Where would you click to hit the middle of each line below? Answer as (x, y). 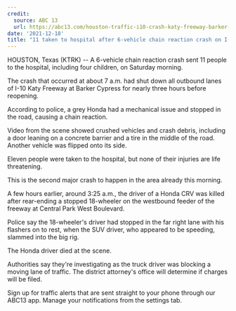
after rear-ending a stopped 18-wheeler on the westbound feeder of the (111, 201)
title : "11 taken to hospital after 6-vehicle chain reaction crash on (114, 40)
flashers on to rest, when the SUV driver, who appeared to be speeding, (111, 230)
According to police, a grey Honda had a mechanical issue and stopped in (114, 110)
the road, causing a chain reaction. (58, 117)
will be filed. (25, 279)
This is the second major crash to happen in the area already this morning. (115, 180)
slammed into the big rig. (43, 237)
